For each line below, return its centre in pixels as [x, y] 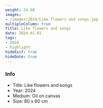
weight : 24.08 [20, 10]
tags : [11, 38]
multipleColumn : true [28, 24]
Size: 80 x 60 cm [30, 101]
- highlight [18, 47]
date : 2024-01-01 [23, 33]
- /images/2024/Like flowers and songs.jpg [52, 19]
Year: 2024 [24, 90]
